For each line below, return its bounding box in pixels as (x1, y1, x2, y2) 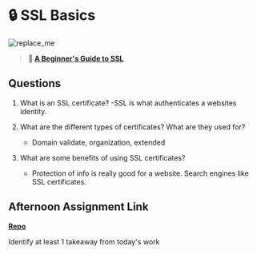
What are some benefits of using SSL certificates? (19, 153, 186, 162)
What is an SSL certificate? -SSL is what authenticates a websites (19, 97, 237, 108)
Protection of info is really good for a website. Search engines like (31, 169, 250, 178)
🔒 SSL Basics (8, 6, 96, 25)
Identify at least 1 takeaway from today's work (8, 236, 160, 246)
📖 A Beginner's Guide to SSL (27, 54, 124, 63)
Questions (8, 77, 62, 90)
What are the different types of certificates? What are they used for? (19, 121, 246, 132)
